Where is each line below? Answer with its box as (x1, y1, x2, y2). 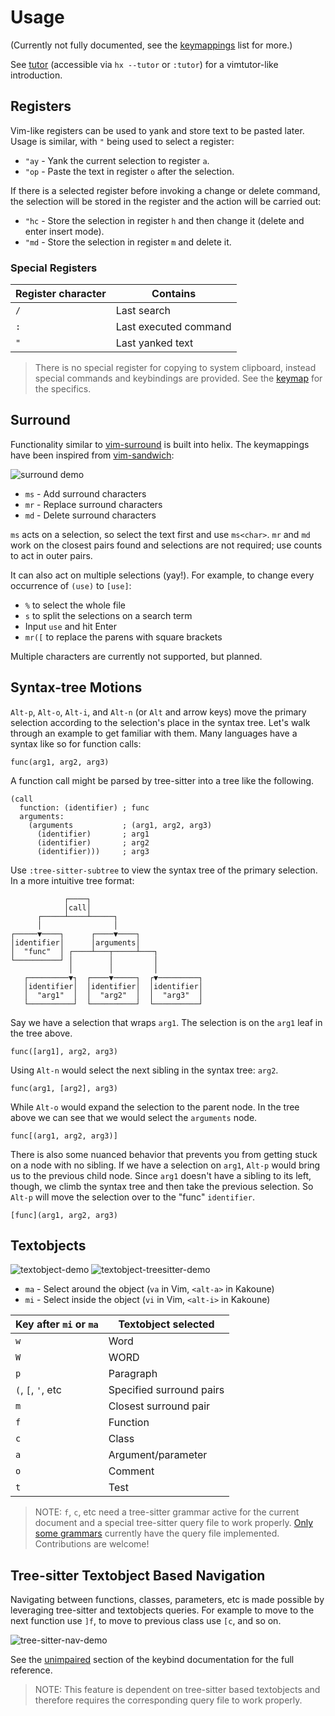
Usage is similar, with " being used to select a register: (10, 135, 235, 147)
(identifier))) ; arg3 (36, 846, 150, 856)
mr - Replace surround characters (24, 498, 163, 510)
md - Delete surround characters (24, 509, 157, 521)
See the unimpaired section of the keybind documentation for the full (10, 1654, 295, 1666)
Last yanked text (115, 336, 194, 350)
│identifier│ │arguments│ (10, 937, 141, 948)
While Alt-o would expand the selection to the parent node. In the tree (10, 1101, 300, 1113)
